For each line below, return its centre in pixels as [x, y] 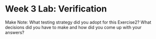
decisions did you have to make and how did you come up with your [73, 27]
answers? [15, 32]
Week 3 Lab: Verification [56, 9]
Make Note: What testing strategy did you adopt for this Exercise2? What [78, 22]
